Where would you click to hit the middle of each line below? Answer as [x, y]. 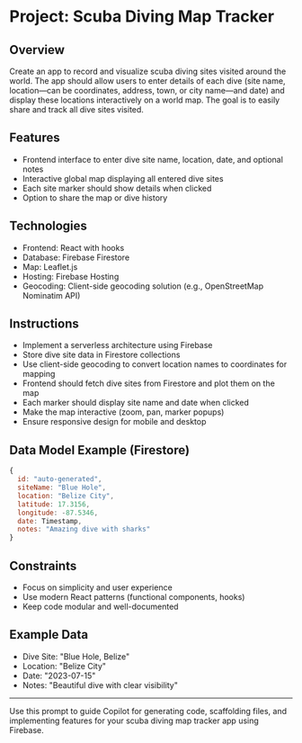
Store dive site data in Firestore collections [101, 355]
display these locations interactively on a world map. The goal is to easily [145, 100]
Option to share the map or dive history [95, 197]
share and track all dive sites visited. [76, 109]
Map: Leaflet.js [50, 266]
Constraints [43, 565]
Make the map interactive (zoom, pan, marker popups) [123, 412]
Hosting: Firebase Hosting [71, 276]
